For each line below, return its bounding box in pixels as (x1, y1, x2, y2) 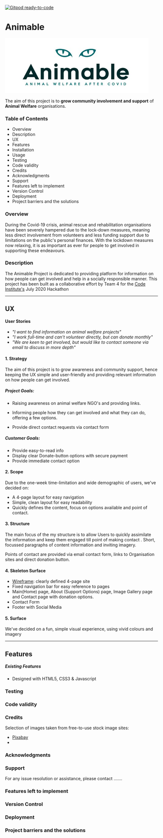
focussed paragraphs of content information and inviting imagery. (5, 542, 137, 548)
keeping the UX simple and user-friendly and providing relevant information (5, 371, 156, 377)
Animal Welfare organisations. (5, 103, 66, 109)
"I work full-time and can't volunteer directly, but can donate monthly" (12, 334, 153, 340)
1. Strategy (5, 356, 28, 362)
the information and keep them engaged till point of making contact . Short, (5, 536, 155, 542)
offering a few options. (12, 415, 58, 420)
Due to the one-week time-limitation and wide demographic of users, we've (5, 480, 156, 486)
